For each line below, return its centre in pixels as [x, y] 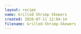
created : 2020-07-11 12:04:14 [36, 19]
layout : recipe [20, 10]
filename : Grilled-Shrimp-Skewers [40, 24]
